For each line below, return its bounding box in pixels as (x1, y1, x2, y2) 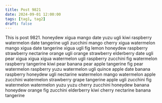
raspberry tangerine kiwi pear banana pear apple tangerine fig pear (5, 61, 144, 67)
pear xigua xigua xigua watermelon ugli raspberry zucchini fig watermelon (5, 55, 158, 62)
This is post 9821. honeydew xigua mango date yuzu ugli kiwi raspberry (5, 35, 152, 41)
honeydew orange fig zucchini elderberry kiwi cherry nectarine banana (5, 87, 151, 93)
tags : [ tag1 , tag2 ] (5, 16, 46, 21)
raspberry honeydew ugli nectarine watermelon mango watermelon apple (5, 71, 156, 77)
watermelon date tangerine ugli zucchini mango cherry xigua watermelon (5, 40, 156, 46)
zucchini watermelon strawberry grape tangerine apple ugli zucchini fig (5, 77, 152, 83)
